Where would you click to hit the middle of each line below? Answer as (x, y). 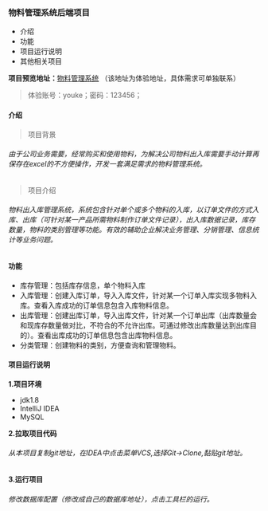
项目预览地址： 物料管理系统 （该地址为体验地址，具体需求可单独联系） (124, 78)
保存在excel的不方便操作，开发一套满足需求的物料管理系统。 (107, 164)
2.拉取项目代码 (33, 433)
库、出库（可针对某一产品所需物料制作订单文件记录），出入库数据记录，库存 (132, 220)
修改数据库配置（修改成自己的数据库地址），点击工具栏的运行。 (111, 499)
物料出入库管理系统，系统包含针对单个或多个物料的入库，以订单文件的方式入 (134, 210)
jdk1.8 (29, 399)
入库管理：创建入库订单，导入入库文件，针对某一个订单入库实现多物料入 (138, 295)
